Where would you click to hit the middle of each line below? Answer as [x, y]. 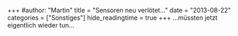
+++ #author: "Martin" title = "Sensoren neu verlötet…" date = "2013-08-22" [119, 10]
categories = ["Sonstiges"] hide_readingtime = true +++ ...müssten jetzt [113, 18]
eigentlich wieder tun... [41, 25]
